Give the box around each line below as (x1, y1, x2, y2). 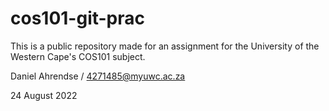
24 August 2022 (10, 89, 78, 101)
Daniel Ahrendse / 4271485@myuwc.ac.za (10, 70, 186, 82)
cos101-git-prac (10, 7, 146, 30)
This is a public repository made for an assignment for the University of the (10, 40, 320, 52)
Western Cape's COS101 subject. (10, 50, 146, 62)
